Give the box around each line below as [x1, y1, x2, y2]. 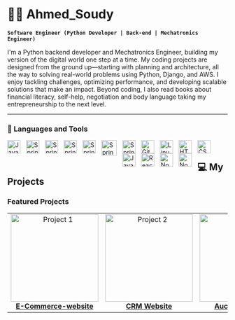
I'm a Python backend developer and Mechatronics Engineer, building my [7, 48, 218, 56]
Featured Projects [7, 196, 69, 206]
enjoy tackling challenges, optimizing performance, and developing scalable [7, 77, 227, 86]
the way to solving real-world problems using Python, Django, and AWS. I [7, 70, 219, 78]
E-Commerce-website [15, 301, 94, 311]
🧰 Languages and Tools [7, 124, 88, 134]
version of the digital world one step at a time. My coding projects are [7, 55, 208, 64]
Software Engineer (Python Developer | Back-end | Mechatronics [7, 29, 199, 36]
